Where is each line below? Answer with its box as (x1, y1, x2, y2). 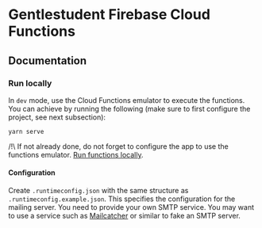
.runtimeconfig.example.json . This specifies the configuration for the (8, 194, 236, 203)
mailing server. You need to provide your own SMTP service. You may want (8, 203, 255, 212)
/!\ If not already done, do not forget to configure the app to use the (8, 141, 229, 151)
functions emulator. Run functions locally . (8, 150, 144, 159)
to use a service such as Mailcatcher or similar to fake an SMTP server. (8, 211, 241, 221)
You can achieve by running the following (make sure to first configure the (8, 104, 251, 113)
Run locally (8, 78, 52, 89)
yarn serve (8, 127, 44, 135)
